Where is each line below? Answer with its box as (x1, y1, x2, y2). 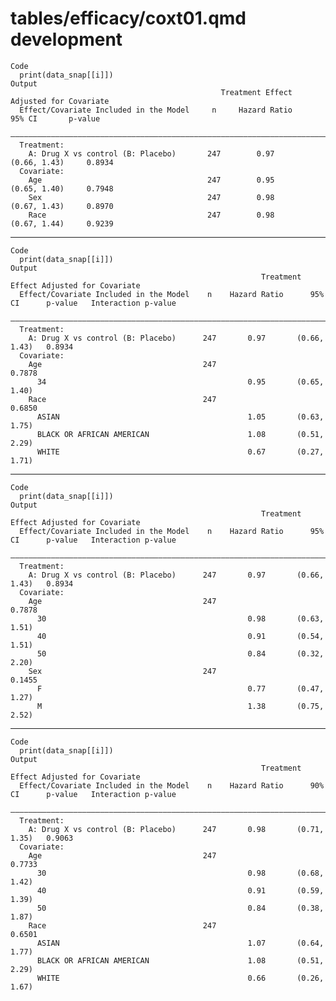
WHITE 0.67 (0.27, (36, 447, 325, 457)
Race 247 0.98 (28, 210, 275, 220)
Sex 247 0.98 (28, 192, 275, 202)
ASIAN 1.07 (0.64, (36, 938, 325, 948)
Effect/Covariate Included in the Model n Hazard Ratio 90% (19, 780, 325, 791)
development (10, 28, 123, 51)
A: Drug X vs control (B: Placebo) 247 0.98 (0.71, (28, 824, 325, 834)
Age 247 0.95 (28, 175, 275, 185)
